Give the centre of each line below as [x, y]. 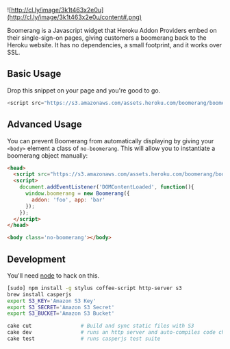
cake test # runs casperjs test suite [84, 339]
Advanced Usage [44, 124]
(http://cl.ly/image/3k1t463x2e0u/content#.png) [75, 17]
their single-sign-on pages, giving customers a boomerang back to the [107, 38]
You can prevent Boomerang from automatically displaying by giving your [111, 141]
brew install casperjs [39, 294]
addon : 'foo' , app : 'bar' [69, 200]
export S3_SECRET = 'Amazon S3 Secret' [61, 307]
